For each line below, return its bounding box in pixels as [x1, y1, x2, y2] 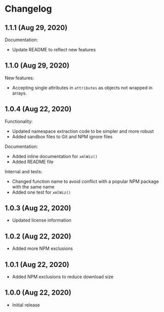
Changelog [5, 3, 52, 15]
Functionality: [5, 118, 33, 124]
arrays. [12, 90, 27, 96]
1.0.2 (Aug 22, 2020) [5, 232, 71, 240]
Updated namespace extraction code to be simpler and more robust [12, 128, 154, 134]
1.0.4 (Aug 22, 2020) [5, 105, 72, 113]
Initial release [12, 302, 40, 308]
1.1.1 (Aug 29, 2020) [5, 23, 68, 32]
